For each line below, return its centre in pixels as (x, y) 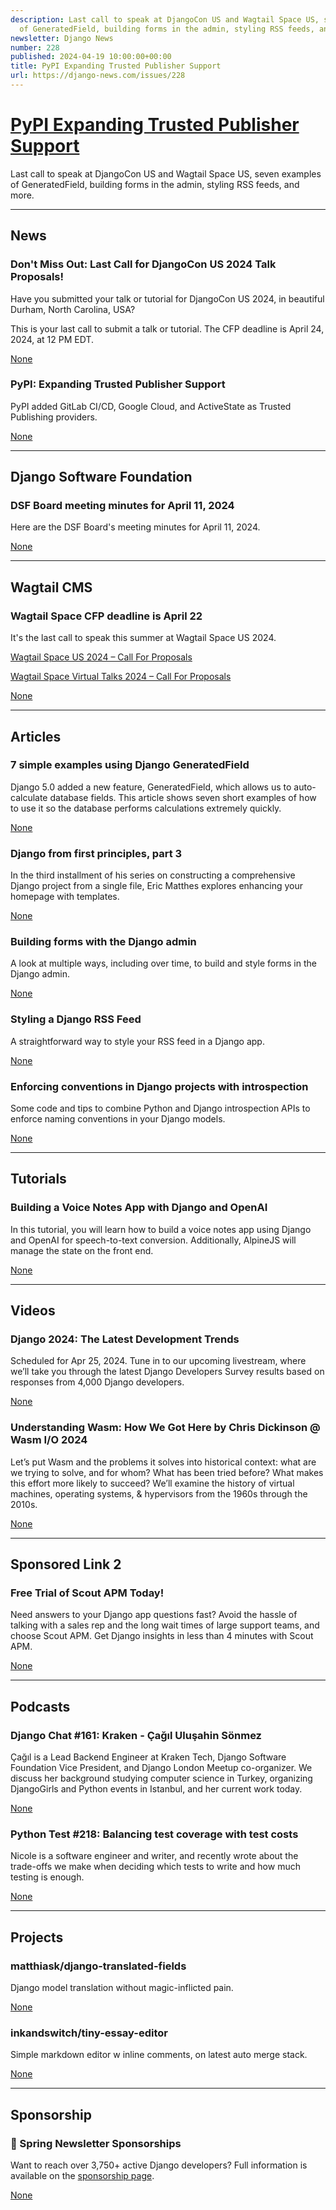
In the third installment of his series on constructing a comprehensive (153, 875)
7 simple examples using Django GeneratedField (130, 765)
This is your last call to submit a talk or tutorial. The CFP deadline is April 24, (167, 328)
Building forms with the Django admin (103, 942)
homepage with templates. (65, 897)
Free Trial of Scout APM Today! (87, 1593)
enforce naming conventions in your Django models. (118, 1119)
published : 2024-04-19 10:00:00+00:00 (91, 57)
